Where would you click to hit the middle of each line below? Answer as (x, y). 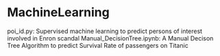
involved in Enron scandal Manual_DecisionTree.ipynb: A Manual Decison (110, 38)
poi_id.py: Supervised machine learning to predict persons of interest (105, 31)
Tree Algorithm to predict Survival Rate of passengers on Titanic (98, 45)
